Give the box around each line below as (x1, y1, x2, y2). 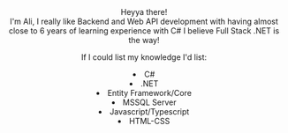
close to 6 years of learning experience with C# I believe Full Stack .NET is (8, 26, 280, 36)
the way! (128, 35, 160, 45)
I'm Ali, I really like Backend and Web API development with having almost (10, 16, 278, 26)
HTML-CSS (129, 116, 171, 126)
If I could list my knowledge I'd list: (80, 52, 208, 63)
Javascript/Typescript (110, 107, 190, 116)
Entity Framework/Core (107, 88, 193, 98)
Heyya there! (120, 7, 168, 17)
